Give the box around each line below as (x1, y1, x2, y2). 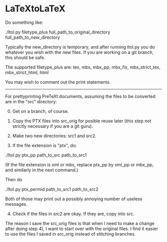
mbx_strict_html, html (5, 69, 49, 75)
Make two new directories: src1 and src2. (12, 133, 97, 139)
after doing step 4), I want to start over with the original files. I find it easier (5, 226, 158, 232)
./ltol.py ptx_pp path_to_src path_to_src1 (5, 152, 87, 158)
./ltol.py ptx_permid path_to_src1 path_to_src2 (5, 186, 98, 192)
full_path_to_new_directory (5, 34, 60, 40)
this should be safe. (5, 54, 46, 60)
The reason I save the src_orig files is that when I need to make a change (5, 220, 155, 226)
